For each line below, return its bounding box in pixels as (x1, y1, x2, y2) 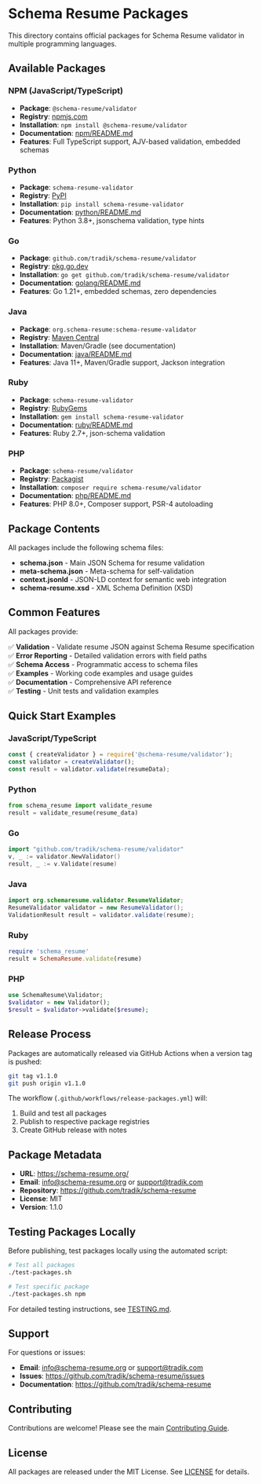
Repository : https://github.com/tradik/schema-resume (19, 1185, 197, 1195)
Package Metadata (8, 1148, 102, 1161)
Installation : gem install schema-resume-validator (19, 412, 184, 421)
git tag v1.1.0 (8, 1072, 58, 1080)
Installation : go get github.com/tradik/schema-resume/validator (19, 270, 230, 280)
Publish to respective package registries (19, 1117, 151, 1127)
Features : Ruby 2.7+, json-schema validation (19, 428, 166, 438)
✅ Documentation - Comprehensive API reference (8, 677, 173, 687)
